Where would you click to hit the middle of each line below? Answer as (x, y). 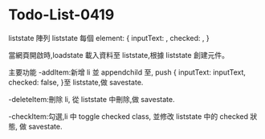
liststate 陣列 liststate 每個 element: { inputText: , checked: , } (109, 38)
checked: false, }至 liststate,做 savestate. (76, 82)
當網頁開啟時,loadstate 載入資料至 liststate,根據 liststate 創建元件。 (118, 55)
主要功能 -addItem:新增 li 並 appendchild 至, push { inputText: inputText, (127, 72)
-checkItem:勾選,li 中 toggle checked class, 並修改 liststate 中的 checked (128, 116)
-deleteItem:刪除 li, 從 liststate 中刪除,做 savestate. (92, 99)
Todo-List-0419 (61, 15)
